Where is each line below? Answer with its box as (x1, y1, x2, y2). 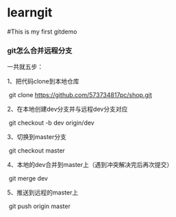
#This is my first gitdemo (7, 27, 77, 36)
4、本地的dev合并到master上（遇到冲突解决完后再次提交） (7, 161, 173, 169)
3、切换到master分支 (7, 133, 67, 141)
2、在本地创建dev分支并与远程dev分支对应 (7, 105, 128, 114)
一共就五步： (7, 63, 43, 71)
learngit (7, 5, 53, 21)
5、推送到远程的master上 (7, 188, 79, 196)
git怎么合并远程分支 (7, 46, 73, 55)
